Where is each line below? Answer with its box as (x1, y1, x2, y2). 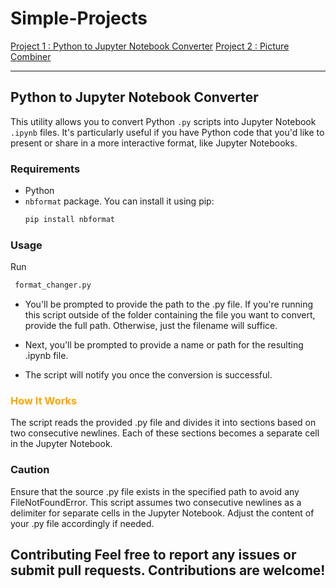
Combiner (10, 50, 52, 62)
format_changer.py (14, 280, 92, 291)
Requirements (10, 162, 81, 176)
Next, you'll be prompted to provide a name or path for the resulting (24, 339, 304, 351)
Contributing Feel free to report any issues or (10, 547, 297, 564)
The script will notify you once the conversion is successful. (24, 369, 273, 381)
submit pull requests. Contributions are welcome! (10, 562, 326, 579)
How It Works (10, 394, 78, 408)
